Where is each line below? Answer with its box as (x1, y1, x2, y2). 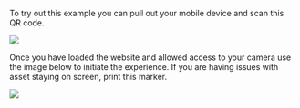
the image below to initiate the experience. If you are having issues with (9, 62, 279, 72)
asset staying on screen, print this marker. (9, 72, 167, 82)
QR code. (9, 17, 45, 28)
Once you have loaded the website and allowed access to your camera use (9, 52, 292, 63)
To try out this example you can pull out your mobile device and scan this (9, 8, 284, 18)
